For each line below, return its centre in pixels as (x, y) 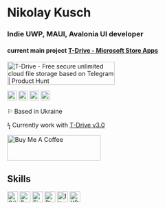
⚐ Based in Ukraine (35, 112)
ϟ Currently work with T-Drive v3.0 (56, 125)
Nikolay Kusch (49, 13)
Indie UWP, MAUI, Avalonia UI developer (75, 34)
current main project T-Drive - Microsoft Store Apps (83, 50)
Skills (19, 179)
